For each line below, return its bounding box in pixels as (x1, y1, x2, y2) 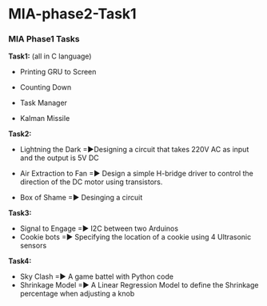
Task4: (8, 256, 32, 266)
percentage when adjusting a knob (19, 289, 135, 299)
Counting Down (19, 83, 72, 92)
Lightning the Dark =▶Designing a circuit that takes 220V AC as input (19, 145, 249, 155)
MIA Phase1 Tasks (8, 34, 80, 45)
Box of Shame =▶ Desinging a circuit (19, 193, 143, 203)
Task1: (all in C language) (8, 51, 92, 61)
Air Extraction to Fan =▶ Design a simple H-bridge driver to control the (19, 169, 253, 179)
